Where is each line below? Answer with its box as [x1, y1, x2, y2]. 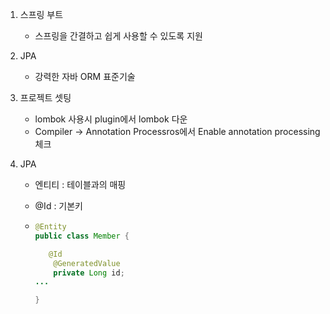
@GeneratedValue [53, 258, 121, 268]
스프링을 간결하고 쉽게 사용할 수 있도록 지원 [34, 30, 203, 42]
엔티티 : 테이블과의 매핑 [34, 179, 127, 190]
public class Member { [34, 231, 130, 241]
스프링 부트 [19, 9, 64, 20]
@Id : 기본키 [34, 200, 83, 212]
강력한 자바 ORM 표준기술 [34, 71, 136, 82]
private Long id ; [53, 268, 125, 278]
